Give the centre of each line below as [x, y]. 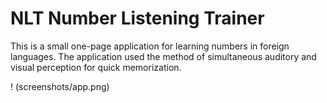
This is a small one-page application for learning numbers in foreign [150, 46]
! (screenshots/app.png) [60, 86]
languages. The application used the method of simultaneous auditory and [163, 56]
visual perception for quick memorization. [96, 67]
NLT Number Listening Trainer [137, 18]
